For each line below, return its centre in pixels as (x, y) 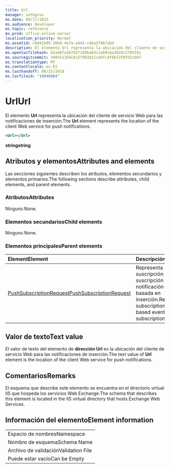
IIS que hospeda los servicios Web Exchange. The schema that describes (81, 393)
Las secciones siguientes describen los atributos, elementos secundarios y (83, 173)
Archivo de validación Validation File (50, 450)
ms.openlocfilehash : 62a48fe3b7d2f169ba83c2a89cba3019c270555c (73, 52)
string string (18, 145)
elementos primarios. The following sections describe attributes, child (77, 179)
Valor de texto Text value (44, 336)
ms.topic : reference (27, 29)
